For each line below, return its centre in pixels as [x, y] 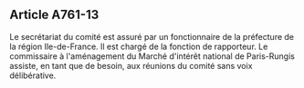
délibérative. [33, 75]
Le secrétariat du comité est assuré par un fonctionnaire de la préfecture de [152, 36]
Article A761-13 [54, 15]
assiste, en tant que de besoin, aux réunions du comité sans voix [131, 65]
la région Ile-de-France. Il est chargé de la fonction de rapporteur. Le [139, 46]
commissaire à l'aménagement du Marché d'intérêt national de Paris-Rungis [152, 56]
